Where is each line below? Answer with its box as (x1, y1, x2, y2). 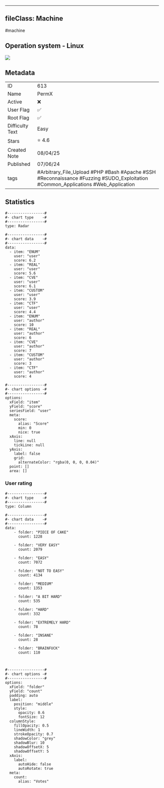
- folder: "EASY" (14, 555, 49, 560)
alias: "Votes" (18, 779, 49, 784)
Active (7, 99, 22, 106)
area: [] (9, 468, 27, 474)
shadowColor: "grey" (14, 736, 56, 741)
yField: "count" (9, 688, 42, 694)
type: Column (5, 504, 32, 509)
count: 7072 (18, 560, 42, 565)
